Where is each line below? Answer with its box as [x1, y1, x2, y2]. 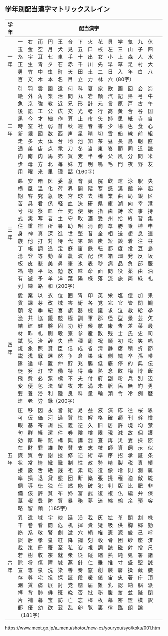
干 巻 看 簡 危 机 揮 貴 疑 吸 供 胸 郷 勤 [18, 521, 153, 528]
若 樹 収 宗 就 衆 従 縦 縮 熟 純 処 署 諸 [18, 551, 153, 558]
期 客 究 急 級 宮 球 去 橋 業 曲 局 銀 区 [18, 192, 153, 199]
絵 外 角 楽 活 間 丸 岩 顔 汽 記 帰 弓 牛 [18, 92, 153, 99]
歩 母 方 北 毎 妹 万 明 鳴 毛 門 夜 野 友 [18, 160, 153, 167]
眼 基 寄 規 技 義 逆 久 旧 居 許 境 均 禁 [18, 422, 153, 429]
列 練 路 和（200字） [18, 282, 78, 289]
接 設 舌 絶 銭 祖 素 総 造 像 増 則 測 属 [18, 467, 153, 474]
